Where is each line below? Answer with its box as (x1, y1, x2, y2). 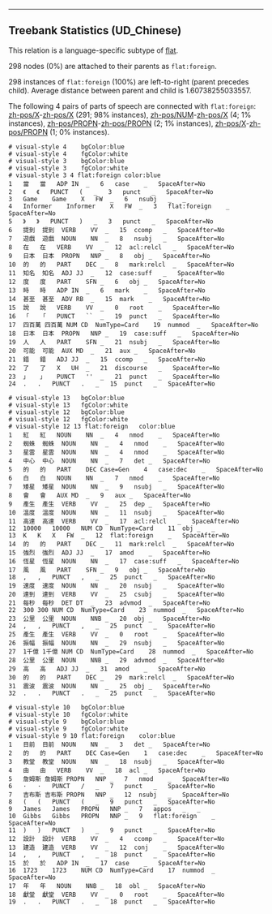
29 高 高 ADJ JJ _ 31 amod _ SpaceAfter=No (8, 665, 206, 673)
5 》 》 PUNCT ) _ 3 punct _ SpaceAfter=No (8, 217, 214, 226)
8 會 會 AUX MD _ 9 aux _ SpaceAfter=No (8, 491, 192, 499)
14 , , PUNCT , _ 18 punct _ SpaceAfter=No (8, 850, 216, 859)
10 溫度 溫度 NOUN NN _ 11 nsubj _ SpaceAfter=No (8, 508, 225, 516)
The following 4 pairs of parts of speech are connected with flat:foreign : (8, 101, 257, 110)
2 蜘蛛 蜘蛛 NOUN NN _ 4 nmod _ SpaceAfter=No (8, 439, 225, 447)
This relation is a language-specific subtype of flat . (8, 45, 179, 55)
